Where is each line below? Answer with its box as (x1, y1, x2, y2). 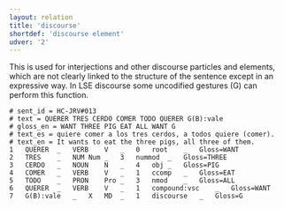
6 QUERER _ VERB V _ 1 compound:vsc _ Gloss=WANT (9, 184, 272, 193)
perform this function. (9, 90, 89, 101)
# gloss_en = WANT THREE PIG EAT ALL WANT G (9, 123, 176, 131)
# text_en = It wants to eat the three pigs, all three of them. (9, 138, 255, 146)
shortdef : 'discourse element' (9, 29, 125, 38)
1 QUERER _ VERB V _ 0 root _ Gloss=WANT (9, 146, 240, 154)
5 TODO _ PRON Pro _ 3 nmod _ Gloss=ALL (9, 176, 236, 185)
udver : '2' (9, 37, 50, 47)
